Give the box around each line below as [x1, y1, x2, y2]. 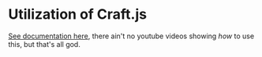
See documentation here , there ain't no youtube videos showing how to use [8, 31, 255, 41]
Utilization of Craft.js [8, 5, 148, 23]
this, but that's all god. [8, 39, 80, 48]
